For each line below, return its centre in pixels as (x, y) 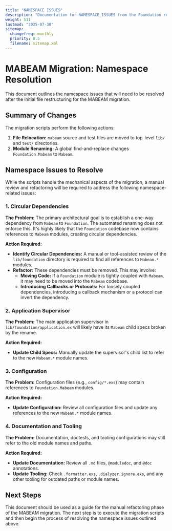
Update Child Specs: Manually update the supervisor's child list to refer (89, 352)
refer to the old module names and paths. (49, 443)
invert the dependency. (45, 297)
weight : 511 (18, 19)
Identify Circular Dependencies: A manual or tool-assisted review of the (89, 253)
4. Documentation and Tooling (44, 427)
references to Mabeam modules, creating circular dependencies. (71, 234)
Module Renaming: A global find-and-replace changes (71, 148)
